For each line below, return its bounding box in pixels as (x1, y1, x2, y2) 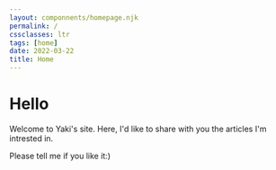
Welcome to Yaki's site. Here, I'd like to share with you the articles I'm (9, 123, 267, 134)
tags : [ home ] (9, 38, 58, 48)
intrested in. (9, 132, 54, 144)
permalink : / (9, 22, 58, 31)
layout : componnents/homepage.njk (9, 13, 139, 22)
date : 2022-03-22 (9, 47, 75, 56)
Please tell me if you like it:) (9, 150, 111, 161)
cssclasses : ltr (9, 30, 70, 39)
